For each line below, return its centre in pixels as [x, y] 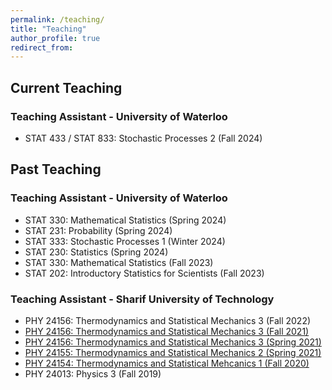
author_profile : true [55, 38]
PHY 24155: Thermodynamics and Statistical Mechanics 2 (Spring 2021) [173, 352]
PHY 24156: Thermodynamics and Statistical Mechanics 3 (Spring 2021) [173, 342]
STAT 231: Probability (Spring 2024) [98, 230]
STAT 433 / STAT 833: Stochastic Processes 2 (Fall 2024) [143, 138]
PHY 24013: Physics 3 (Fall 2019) [93, 373]
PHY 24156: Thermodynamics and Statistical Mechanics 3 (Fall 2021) [167, 331]
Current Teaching [66, 87]
